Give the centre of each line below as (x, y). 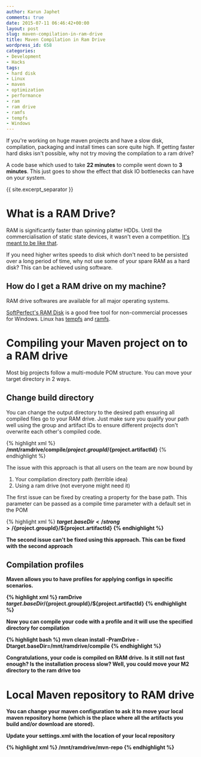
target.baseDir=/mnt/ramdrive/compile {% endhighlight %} (86, 646)
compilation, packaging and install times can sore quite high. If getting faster (100, 147)
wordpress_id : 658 (29, 46)
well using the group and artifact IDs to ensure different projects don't (92, 425)
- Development (24, 56)
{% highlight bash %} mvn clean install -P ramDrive (71, 640)
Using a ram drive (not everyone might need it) (72, 485)
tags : (13, 68)
